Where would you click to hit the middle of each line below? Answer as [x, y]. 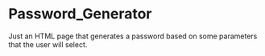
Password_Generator [80, 14]
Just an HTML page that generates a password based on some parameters [133, 36]
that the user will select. [48, 44]
